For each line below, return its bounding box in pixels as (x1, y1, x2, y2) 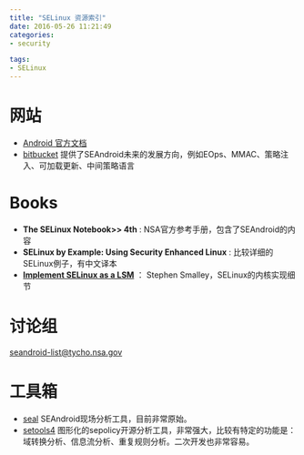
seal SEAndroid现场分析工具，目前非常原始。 (22, 413, 192, 424)
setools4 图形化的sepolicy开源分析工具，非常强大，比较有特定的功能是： (22, 424, 297, 435)
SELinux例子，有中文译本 (22, 258, 117, 268)
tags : (9, 56, 30, 65)
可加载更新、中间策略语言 (38, 160, 135, 171)
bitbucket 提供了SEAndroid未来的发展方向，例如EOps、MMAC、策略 (22, 148, 281, 159)
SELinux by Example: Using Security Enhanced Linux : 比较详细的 (22, 247, 274, 258)
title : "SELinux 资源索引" (9, 13, 106, 23)
